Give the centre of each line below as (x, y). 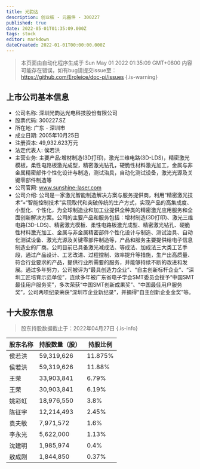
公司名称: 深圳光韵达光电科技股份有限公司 (66, 113)
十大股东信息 (30, 313)
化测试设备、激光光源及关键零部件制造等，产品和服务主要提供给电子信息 (104, 240)
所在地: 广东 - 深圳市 (40, 128)
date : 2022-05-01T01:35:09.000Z (46, 28)
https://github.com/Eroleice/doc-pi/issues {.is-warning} (89, 77)
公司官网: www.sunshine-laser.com (58, 187)
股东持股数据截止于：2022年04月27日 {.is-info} (79, 328)
